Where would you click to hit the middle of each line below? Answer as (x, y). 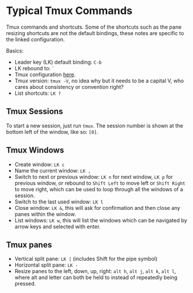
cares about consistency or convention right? (69, 87)
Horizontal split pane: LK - (46, 265)
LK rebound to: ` (35, 68)
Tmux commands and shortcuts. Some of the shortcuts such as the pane (94, 27)
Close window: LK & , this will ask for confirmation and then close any (97, 208)
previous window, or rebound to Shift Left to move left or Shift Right (100, 183)
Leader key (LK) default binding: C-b (58, 62)
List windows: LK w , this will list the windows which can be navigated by (101, 220)
